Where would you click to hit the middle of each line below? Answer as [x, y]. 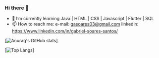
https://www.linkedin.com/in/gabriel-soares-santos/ [65, 31]
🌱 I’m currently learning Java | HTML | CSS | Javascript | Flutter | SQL [83, 19]
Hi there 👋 [17, 8]
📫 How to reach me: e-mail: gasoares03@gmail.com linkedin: [75, 24]
